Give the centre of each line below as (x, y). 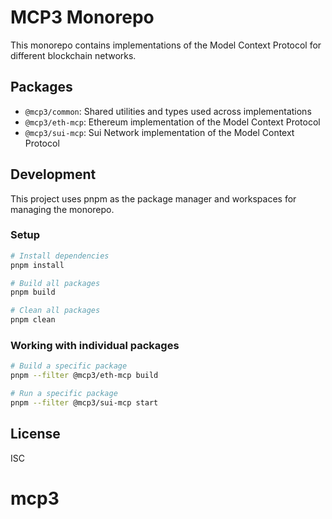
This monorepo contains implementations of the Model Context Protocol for (166, 45)
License (35, 434)
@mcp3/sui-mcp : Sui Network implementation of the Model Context (159, 132)
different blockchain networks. (73, 55)
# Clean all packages (55, 311)
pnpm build (33, 292)
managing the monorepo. (62, 209)
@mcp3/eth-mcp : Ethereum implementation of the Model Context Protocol (172, 122)
